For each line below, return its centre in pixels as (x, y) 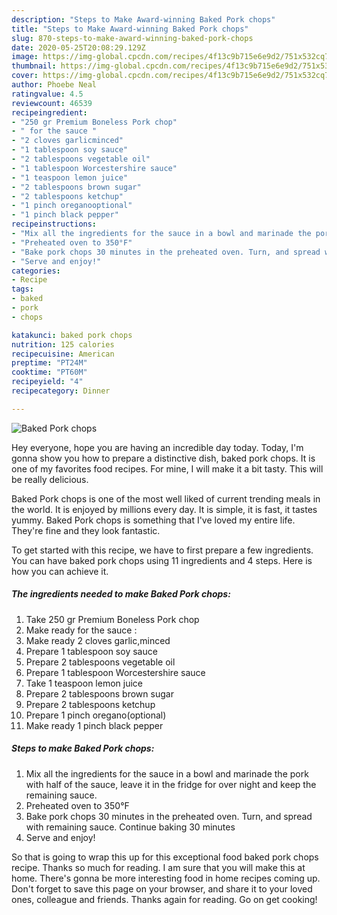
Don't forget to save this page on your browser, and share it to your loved (162, 888)
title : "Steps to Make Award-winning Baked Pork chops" (130, 29)
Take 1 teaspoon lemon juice (84, 683)
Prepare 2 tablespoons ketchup (90, 704)
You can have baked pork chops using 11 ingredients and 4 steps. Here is (162, 560)
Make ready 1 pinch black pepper (94, 725)
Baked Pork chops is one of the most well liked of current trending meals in (166, 498)
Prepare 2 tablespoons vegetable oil (100, 662)
